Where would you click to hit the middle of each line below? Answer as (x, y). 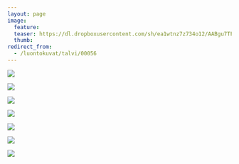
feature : (27, 27)
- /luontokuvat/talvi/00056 (55, 54)
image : (17, 21)
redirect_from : (30, 47)
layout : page (27, 14)
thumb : (23, 40)
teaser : (25, 34)
